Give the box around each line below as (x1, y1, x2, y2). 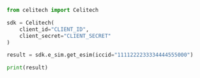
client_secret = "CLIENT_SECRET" (19, 32, 112, 39)
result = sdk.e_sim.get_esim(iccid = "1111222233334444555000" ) (6, 51, 194, 59)
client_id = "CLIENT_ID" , (19, 25, 90, 33)
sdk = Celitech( (6, 19, 54, 26)
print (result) (6, 64, 49, 72)
